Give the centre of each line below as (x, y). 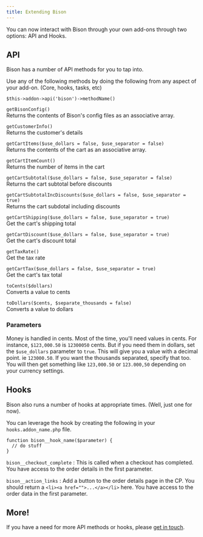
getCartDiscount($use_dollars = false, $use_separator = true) (88, 235)
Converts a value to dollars (40, 309)
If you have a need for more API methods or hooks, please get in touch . (96, 527)
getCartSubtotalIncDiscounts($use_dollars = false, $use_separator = (96, 195)
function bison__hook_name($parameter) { (60, 440)
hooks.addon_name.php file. (39, 429)
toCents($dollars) (29, 286)
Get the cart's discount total (41, 240)
